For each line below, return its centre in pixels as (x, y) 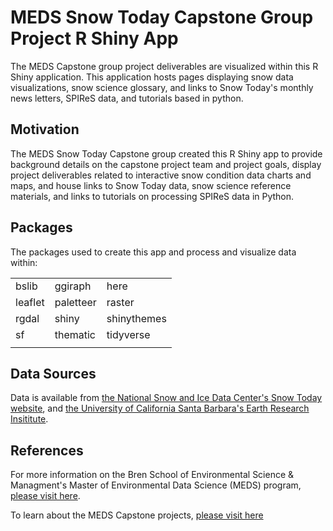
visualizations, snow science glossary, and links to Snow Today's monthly (162, 87)
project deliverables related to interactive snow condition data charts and (161, 175)
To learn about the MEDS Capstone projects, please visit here (137, 515)
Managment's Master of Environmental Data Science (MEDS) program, (156, 485)
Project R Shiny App (94, 38)
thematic (75, 334)
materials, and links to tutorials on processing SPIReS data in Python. (152, 196)
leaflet (30, 302)
